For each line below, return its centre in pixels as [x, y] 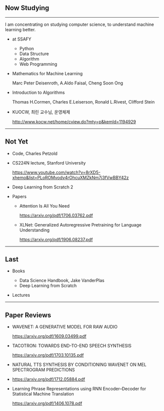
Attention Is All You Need [44, 206]
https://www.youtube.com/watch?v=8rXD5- [56, 172]
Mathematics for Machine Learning [47, 73]
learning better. [20, 29]
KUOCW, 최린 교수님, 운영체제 [41, 112]
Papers [19, 196]
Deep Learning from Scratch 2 [42, 187]
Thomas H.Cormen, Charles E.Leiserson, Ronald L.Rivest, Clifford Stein [83, 102]
